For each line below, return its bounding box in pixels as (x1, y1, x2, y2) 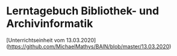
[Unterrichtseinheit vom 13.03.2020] (6, 36, 96, 43)
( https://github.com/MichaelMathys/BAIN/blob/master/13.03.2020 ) (6, 43, 172, 50)
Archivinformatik (6, 17, 93, 30)
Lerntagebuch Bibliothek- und (6, 4, 160, 18)
